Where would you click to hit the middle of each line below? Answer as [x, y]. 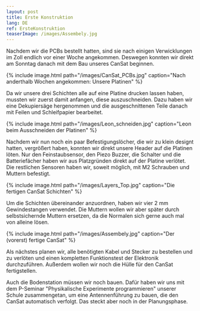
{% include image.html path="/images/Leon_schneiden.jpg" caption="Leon [99, 124]
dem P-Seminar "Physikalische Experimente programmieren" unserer [91, 289]
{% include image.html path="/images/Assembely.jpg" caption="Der [90, 234]
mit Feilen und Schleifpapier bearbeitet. [55, 112]
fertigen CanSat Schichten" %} [44, 191]
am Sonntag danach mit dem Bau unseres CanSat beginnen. [80, 64]
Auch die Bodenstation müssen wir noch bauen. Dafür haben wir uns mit [96, 282]
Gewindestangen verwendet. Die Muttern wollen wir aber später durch [93, 209]
